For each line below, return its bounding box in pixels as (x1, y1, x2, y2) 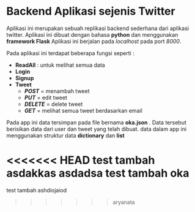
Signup (15, 74, 34, 81)
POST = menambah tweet (24, 87, 90, 94)
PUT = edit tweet (24, 94, 67, 101)
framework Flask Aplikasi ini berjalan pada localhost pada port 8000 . (6, 37, 182, 45)
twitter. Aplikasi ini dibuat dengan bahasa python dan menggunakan (6, 31, 178, 38)
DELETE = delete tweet (24, 100, 83, 108)
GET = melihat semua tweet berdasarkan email (24, 107, 142, 114)
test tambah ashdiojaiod (6, 186, 67, 194)
